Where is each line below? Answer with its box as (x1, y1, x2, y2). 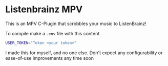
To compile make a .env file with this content (5, 30, 100, 36)
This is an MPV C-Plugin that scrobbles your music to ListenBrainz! (5, 20, 147, 27)
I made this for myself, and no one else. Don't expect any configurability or (5, 50, 163, 56)
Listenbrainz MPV (5, 4, 83, 15)
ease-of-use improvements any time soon (5, 55, 94, 61)
